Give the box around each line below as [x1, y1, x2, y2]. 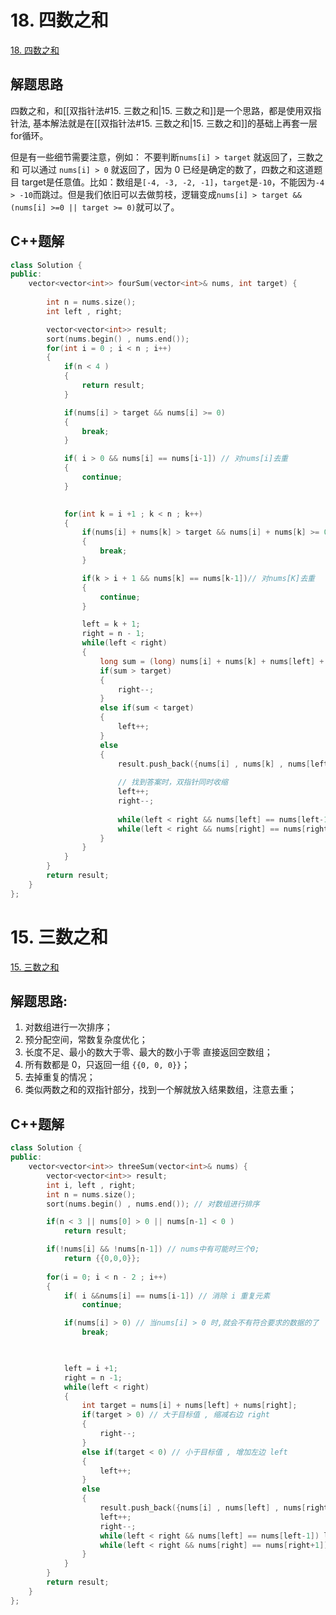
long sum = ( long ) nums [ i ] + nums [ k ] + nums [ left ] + [99, 656, 325, 666]
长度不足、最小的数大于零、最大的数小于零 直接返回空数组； [24, 1046, 273, 1058]
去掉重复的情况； [24, 1071, 96, 1083]
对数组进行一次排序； [24, 1021, 113, 1033]
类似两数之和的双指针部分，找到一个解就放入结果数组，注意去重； [24, 1084, 297, 1096]
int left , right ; [46, 306, 123, 316]
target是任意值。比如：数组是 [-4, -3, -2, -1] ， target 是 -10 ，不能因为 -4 [21, 176, 325, 188]
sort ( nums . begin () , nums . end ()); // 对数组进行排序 [46, 1199, 260, 1209]
